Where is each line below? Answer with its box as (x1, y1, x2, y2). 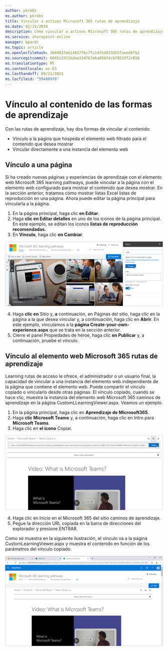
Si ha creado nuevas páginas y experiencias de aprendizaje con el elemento (5, 174, 162, 180)
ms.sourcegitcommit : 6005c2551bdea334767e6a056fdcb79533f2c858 (5, 55, 140, 60)
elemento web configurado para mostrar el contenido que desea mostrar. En (5, 184, 163, 190)
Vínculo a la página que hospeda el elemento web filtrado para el (12, 135, 146, 141)
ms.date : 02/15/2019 (5, 24, 48, 29)
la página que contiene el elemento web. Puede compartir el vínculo (5, 383, 145, 389)
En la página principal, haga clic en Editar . (12, 210, 100, 216)
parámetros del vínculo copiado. (5, 545, 72, 552)
